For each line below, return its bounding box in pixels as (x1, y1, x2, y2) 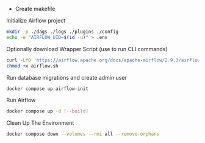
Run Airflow (6, 97, 36, 104)
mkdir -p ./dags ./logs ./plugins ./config (6, 29, 119, 35)
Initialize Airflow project (6, 17, 66, 24)
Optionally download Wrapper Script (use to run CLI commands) (6, 45, 168, 52)
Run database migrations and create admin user (6, 74, 127, 81)
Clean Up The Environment (6, 119, 74, 127)
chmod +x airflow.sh (6, 63, 59, 69)
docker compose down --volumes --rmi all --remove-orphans (6, 131, 160, 138)
